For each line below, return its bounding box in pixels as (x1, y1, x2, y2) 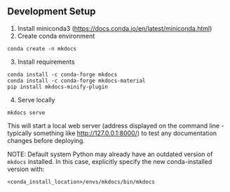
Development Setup (7, 6, 96, 18)
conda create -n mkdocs (7, 45, 77, 52)
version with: (7, 165, 45, 173)
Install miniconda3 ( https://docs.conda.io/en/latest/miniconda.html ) (17, 24, 212, 32)
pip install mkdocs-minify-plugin (7, 83, 109, 90)
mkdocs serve (7, 109, 46, 116)
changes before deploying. (7, 136, 86, 144)
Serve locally (17, 95, 55, 104)
